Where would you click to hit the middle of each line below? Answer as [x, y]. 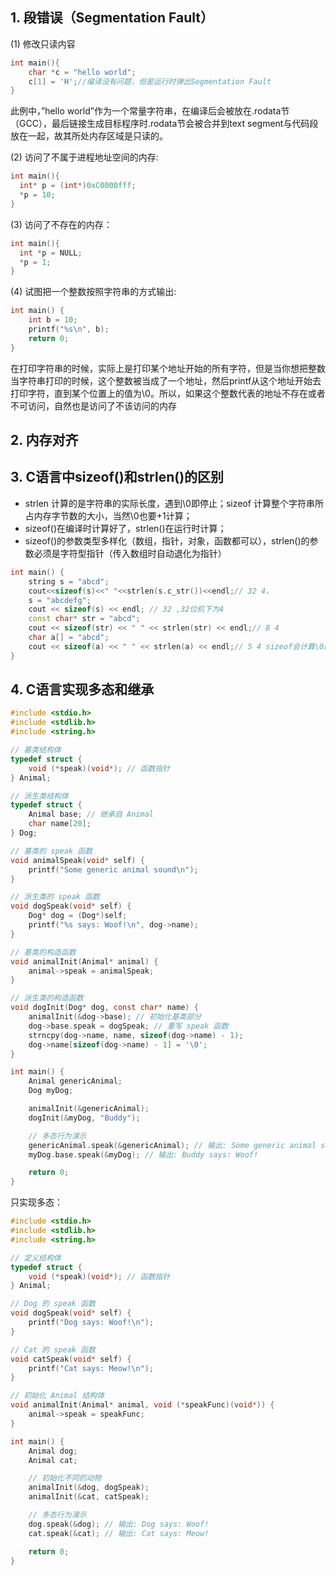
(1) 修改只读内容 [43, 44]
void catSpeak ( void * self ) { [71, 1359]
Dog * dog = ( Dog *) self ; [78, 916]
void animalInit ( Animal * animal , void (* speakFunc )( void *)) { [142, 1405]
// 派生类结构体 [39, 796]
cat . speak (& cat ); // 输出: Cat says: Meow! [119, 1533]
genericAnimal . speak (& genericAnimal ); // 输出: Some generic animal [172, 1145]
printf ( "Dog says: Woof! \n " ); [91, 1323]
